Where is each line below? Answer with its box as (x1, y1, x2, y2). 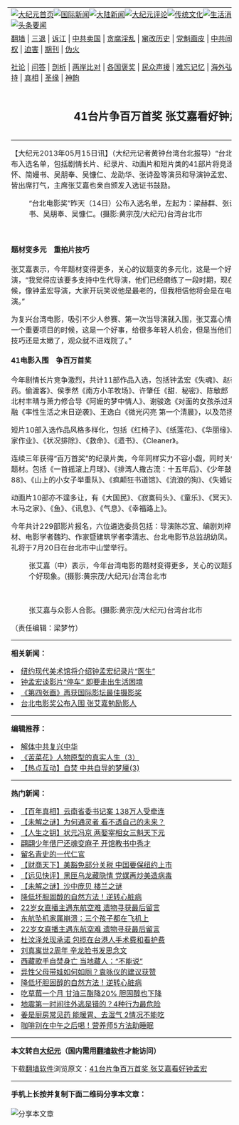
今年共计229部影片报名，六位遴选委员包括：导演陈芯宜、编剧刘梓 (11, 521, 232, 531)
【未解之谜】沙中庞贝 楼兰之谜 (21, 881, 123, 891)
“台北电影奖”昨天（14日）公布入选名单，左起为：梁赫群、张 (28, 198, 230, 208)
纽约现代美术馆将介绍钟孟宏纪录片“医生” (21, 666, 156, 676)
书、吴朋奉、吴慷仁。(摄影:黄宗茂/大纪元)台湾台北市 (28, 208, 203, 218)
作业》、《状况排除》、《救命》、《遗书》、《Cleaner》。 (18, 435, 184, 445)
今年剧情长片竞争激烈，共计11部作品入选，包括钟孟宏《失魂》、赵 (11, 375, 230, 385)
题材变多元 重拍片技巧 (11, 244, 90, 254)
